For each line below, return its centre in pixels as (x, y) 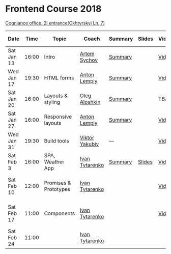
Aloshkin (90, 102)
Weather (54, 162)
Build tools (57, 140)
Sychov (89, 60)
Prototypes (57, 189)
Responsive (58, 117)
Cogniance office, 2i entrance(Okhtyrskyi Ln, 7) (55, 23)
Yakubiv (89, 144)
